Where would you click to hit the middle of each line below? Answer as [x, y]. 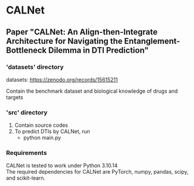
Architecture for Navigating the [64, 41]
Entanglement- [152, 41]
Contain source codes [41, 125]
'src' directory [27, 112]
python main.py [42, 138]
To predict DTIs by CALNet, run [52, 131]
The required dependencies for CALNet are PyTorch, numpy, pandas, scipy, [97, 172]
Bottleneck [26, 50]
